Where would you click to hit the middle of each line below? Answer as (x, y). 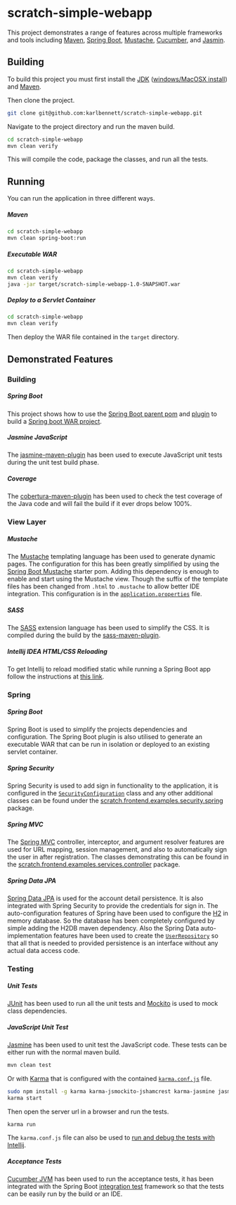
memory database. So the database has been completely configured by (111, 921)
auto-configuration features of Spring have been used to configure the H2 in (118, 914)
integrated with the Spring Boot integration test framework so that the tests (116, 1187)
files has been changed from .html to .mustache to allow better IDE (104, 586)
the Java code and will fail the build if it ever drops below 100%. (100, 504)
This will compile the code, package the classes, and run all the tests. (108, 159)
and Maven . (25, 87)
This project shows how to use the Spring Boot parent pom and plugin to (112, 414)
